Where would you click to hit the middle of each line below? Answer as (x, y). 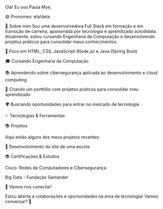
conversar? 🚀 (18, 201)
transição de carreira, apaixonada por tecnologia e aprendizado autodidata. (81, 31)
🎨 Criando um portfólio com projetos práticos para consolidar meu (72, 89)
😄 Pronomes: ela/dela (27, 16)
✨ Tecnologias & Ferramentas (35, 116)
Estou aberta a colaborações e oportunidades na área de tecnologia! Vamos (82, 196)
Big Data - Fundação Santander (37, 177)
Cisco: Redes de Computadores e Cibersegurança (56, 168)
